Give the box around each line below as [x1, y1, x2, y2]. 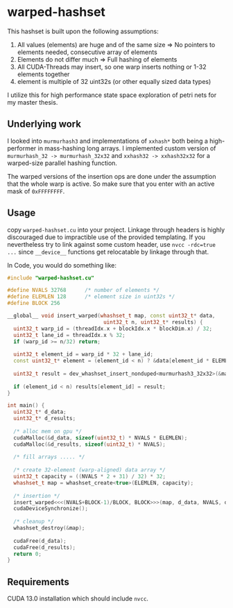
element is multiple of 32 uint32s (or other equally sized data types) [17, 77, 212, 85]
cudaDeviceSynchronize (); [13, 505, 89, 512]
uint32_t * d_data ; [13, 408, 67, 416]
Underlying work [7, 119, 82, 130]
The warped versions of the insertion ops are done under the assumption [7, 172, 216, 180]
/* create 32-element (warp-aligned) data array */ [13, 467, 166, 474]
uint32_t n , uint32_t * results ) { [103, 318, 203, 326]
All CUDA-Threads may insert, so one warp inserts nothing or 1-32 [17, 62, 207, 71]
